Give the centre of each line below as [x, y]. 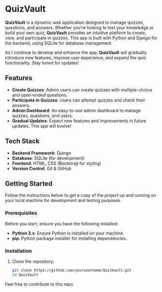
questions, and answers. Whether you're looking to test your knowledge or [79, 27]
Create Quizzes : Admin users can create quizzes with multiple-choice [82, 90]
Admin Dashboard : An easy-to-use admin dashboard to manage [76, 110]
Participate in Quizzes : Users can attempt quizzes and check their [79, 100]
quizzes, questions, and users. [43, 116]
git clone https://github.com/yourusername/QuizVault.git [72, 270]
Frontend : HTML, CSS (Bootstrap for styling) [57, 163]
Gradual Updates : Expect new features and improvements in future [79, 120]
